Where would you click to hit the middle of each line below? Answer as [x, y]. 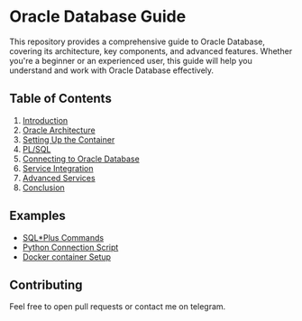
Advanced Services [59, 178]
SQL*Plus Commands [63, 237]
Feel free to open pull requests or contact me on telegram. [118, 307]
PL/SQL [37, 149]
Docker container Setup [66, 257]
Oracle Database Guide [98, 17]
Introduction [45, 120]
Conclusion [43, 188]
